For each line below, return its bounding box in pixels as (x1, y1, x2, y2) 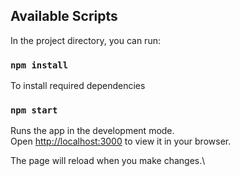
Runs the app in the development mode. (10, 125, 175, 137)
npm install (10, 59, 69, 71)
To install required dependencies (10, 80, 146, 92)
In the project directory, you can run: (10, 34, 161, 46)
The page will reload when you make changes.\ (10, 155, 206, 167)
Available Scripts (10, 8, 118, 25)
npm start (10, 105, 58, 116)
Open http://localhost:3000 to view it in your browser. (10, 135, 232, 148)
